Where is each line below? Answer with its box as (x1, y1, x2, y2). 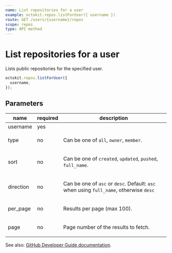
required (37, 114, 59, 121)
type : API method (5, 27, 42, 32)
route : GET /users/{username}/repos (5, 17, 83, 22)
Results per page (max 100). (63, 205, 133, 212)
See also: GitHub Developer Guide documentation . (5, 242, 112, 248)
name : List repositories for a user (5, 7, 83, 13)
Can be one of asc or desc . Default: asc (63, 180, 156, 187)
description (99, 114, 128, 121)
